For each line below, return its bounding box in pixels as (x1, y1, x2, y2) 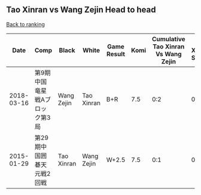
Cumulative (151, 35, 185, 43)
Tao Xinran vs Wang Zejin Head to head (6, 5, 156, 15)
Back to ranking (6, 20, 45, 28)
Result (106, 50, 126, 58)
